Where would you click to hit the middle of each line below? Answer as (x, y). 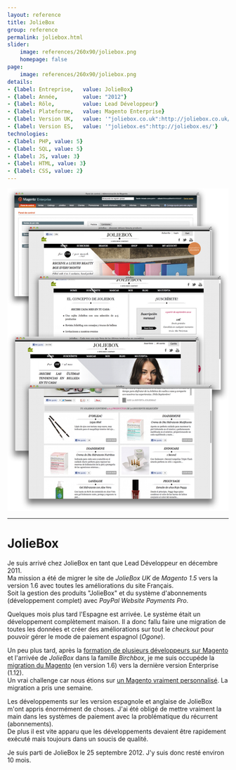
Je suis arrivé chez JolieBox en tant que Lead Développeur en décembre (113, 563)
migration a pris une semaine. (50, 687)
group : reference (33, 30)
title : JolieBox (31, 22)
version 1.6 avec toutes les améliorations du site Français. (91, 585)
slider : (19, 45)
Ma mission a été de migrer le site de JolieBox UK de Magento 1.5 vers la (113, 577)
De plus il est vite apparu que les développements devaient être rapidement (117, 731)
